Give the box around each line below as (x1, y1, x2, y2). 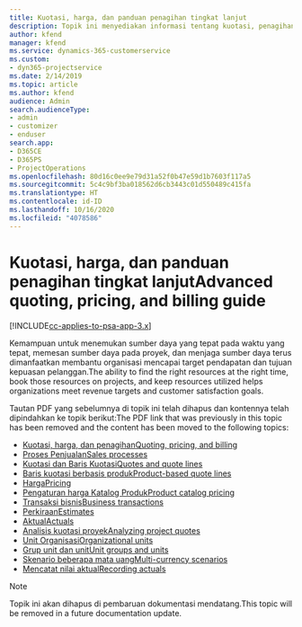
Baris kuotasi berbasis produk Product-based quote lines (22, 468, 232, 479)
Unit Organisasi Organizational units (22, 534, 154, 545)
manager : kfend (9, 38, 67, 48)
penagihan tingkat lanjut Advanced (9, 271, 274, 292)
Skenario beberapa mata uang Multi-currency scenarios (22, 553, 228, 564)
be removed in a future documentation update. (9, 607, 182, 618)
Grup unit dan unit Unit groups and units (22, 544, 169, 555)
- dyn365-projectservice (9, 64, 102, 73)
